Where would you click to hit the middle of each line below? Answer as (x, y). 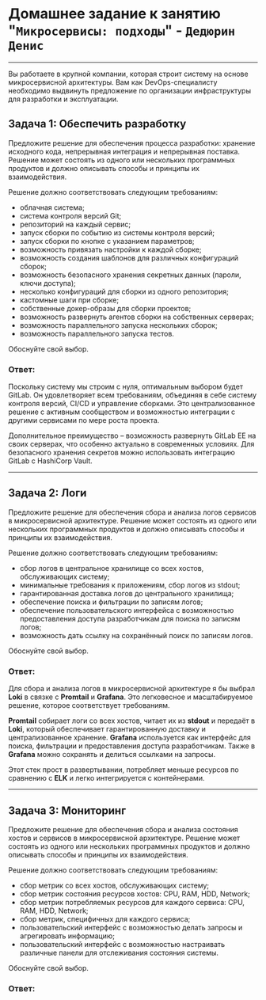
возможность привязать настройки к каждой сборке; (110, 249)
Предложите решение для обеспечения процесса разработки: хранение (132, 143)
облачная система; (52, 207)
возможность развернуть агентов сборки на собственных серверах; (137, 317)
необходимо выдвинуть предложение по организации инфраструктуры (130, 90)
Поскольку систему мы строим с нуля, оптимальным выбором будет (126, 387)
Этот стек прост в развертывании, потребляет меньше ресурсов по (123, 770)
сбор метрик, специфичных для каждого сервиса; (105, 918)
